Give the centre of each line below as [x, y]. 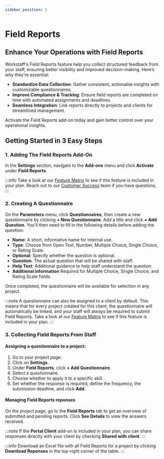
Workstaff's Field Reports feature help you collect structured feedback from [82, 64]
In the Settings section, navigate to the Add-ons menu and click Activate [80, 165]
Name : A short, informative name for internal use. [62, 239]
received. [15, 421]
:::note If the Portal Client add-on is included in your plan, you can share [78, 431]
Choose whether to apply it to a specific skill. [58, 378]
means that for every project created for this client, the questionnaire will [79, 306]
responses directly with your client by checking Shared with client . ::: [75, 436]
